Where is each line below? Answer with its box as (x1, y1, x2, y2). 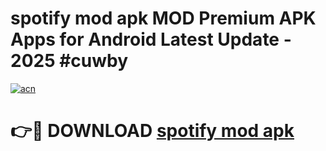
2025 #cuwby (10, 50, 129, 72)
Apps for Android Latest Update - (10, 28, 292, 51)
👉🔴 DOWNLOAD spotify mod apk (10, 120, 295, 142)
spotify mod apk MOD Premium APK (10, 7, 317, 30)
